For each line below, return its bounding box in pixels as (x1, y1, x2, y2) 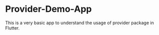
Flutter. (5, 25, 20, 31)
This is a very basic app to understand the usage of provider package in (5, 20, 154, 26)
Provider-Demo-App (5, 3, 92, 15)
